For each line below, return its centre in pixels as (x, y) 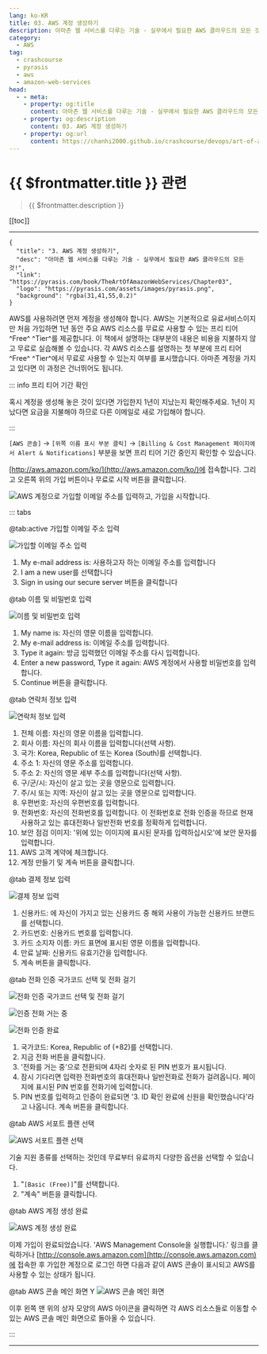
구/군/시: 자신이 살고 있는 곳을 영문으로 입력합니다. (98, 783)
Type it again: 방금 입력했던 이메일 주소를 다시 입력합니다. (110, 653)
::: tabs (20, 513)
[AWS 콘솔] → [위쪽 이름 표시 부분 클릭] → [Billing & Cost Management (120, 443)
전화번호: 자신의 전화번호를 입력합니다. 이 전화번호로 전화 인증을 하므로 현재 (137, 813)
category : (25, 38)
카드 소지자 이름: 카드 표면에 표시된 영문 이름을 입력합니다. (110, 943)
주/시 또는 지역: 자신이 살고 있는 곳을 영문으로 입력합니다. (108, 793)
